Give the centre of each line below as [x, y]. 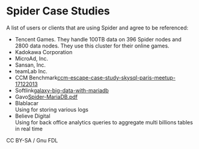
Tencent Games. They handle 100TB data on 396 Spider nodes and [98, 39]
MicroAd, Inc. [32, 58]
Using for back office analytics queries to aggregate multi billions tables [104, 122]
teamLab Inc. [31, 71]
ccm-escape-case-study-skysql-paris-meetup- [116, 78]
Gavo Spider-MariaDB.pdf [46, 97]
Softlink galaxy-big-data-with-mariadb [62, 90]
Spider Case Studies [58, 11]
